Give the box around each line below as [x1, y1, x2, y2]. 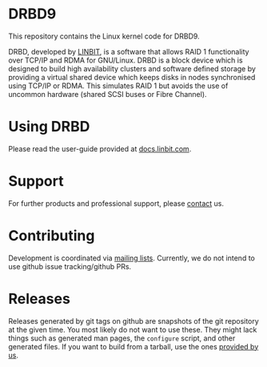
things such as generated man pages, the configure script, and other [8, 333, 236, 343]
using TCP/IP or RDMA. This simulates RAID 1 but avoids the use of [8, 81, 229, 91]
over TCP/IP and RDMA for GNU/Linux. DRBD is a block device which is [8, 55, 243, 65]
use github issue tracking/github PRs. [8, 261, 132, 271]
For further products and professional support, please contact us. [8, 198, 224, 208]
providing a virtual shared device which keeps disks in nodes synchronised [8, 72, 256, 82]
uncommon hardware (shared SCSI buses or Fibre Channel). [8, 89, 207, 99]
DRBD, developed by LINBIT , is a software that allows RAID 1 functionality [8, 46, 249, 56]
